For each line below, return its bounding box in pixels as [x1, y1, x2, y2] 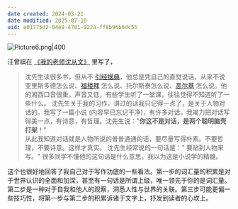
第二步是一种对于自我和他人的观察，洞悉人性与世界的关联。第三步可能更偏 [7, 185, 225, 193]
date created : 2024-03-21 [7, 10, 84, 18]
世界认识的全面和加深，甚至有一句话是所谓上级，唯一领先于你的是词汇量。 [13, 176, 231, 185]
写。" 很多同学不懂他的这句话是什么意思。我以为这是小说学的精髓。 [24, 152, 222, 161]
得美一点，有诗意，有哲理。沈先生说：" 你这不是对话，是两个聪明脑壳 [24, 117, 227, 125]
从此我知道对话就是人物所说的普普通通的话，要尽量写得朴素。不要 [24, 135, 217, 143]
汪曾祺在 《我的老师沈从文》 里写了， [7, 57, 117, 66]
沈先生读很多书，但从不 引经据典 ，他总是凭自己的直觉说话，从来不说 [24, 72, 225, 81]
